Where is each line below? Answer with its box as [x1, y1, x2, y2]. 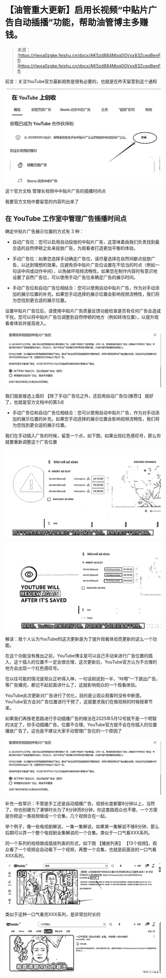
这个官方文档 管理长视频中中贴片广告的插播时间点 [5, 188, 106, 194]
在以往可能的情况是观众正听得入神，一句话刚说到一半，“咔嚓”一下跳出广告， [5, 676, 161, 682]
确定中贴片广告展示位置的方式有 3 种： [5, 228, 84, 234]
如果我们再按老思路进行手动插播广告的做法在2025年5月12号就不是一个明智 [5, 716, 157, 722]
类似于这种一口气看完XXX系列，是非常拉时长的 [5, 911, 101, 917]
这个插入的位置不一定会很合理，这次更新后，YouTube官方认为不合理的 [13, 659, 157, 665]
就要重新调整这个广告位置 [5, 439, 57, 445]
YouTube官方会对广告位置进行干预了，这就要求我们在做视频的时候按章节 [5, 699, 153, 705]
